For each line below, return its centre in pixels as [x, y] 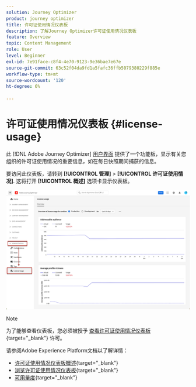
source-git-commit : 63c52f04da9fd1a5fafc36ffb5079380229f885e [83, 68]
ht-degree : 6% [23, 87]
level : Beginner [26, 56]
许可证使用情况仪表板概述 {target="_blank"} [66, 362]
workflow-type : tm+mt [32, 74]
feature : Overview [28, 37]
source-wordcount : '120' [36, 80]
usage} [24, 137]
